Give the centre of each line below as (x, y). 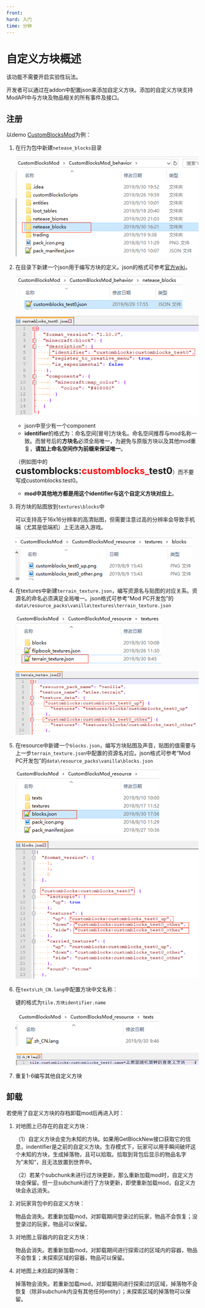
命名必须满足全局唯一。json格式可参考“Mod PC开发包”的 (103, 599)
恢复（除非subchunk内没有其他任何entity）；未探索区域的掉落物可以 (100, 1291)
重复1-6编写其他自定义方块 (49, 1076)
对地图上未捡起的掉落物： (47, 1271)
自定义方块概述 (44, 59)
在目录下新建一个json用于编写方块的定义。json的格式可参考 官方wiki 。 (103, 267)
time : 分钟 (19, 26)
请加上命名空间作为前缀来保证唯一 (78, 449)
